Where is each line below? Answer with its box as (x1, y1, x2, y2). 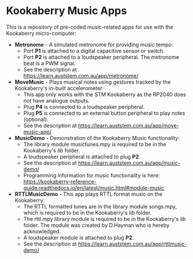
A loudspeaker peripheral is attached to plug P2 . (23, 153, 141, 160)
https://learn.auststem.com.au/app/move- (78, 122, 180, 129)
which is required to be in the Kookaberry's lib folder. (23, 209, 152, 216)
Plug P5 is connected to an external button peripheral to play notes (23, 110, 185, 117)
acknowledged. (23, 227, 61, 235)
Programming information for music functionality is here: (23, 172, 160, 179)
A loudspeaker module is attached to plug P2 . (23, 234, 134, 241)
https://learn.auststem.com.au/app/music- (78, 159, 181, 166)
